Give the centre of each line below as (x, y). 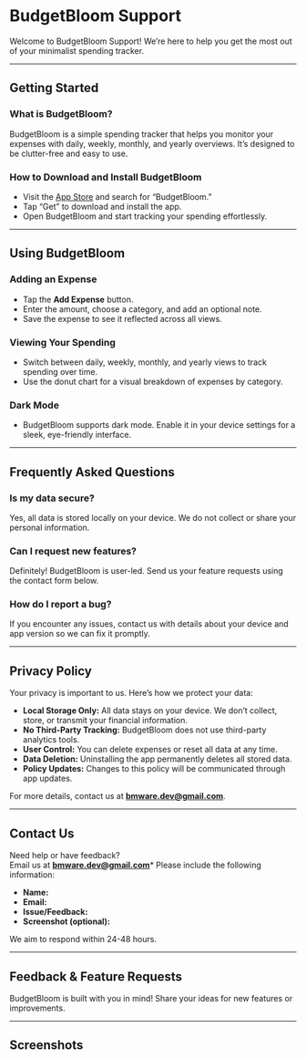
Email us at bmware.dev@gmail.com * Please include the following (136, 865)
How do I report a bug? (61, 605)
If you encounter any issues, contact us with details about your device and (149, 624)
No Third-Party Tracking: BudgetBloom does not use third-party (144, 730)
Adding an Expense (53, 279)
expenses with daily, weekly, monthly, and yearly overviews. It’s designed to (152, 143)
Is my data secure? (52, 498)
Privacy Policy (51, 671)
